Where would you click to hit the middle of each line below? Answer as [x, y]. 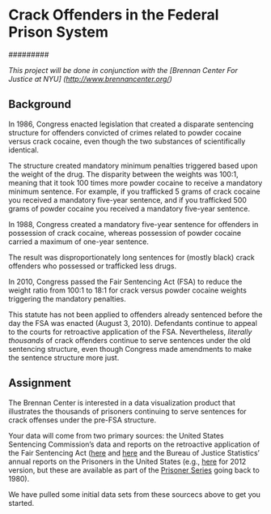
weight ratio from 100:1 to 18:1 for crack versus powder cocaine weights [127, 290]
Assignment [40, 383]
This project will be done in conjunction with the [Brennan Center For [123, 70]
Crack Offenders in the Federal [114, 15]
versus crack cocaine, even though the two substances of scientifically [127, 141]
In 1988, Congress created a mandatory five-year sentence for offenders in [133, 224]
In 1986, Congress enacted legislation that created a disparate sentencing [131, 124]
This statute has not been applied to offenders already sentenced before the [135, 315]
